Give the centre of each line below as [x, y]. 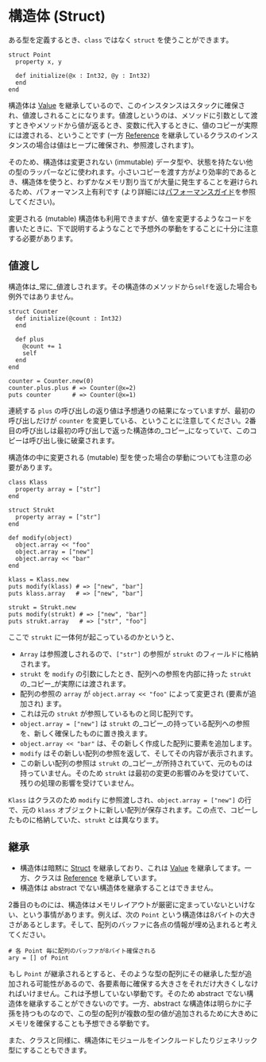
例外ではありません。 [43, 296]
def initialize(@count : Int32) [69, 319]
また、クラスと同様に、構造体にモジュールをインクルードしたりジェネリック [133, 1040]
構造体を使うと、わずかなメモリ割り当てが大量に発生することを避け [133, 182]
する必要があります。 [43, 238]
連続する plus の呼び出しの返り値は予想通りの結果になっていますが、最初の [132, 411]
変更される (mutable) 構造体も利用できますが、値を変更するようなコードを [130, 218]
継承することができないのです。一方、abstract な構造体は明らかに [137, 1003]
